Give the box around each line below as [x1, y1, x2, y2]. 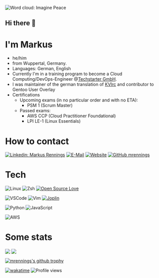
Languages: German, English [12, 66, 71, 72]
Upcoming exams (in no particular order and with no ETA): [19, 97, 138, 103]
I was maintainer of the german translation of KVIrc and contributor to [12, 82, 154, 88]
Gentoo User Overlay [12, 87, 55, 93]
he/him [12, 55, 27, 61]
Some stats [5, 232, 53, 243]
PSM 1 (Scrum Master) [27, 102, 73, 108]
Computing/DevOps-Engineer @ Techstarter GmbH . [12, 76, 117, 82]
